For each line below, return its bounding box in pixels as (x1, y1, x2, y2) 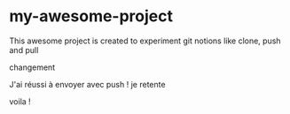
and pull (9, 44, 39, 55)
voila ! (9, 95, 31, 107)
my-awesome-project (9, 6, 173, 27)
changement (9, 62, 56, 72)
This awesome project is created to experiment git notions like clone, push (9, 35, 281, 46)
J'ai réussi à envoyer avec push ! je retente (9, 79, 166, 89)
